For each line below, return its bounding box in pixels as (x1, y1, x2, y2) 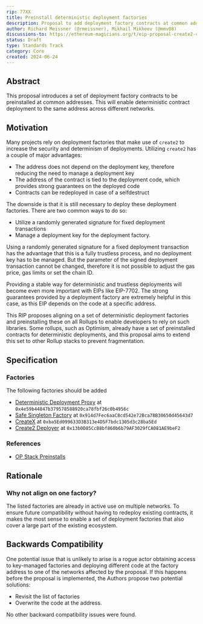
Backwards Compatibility (6, 539, 104, 550)
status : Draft (6, 37, 42, 43)
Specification (6, 355, 58, 365)
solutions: (6, 581, 31, 588)
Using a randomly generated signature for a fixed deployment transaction (6, 243, 189, 251)
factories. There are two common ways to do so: (6, 207, 127, 215)
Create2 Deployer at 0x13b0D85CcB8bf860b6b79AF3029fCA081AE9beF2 (14, 424, 181, 431)
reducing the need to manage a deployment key (14, 170, 135, 177)
